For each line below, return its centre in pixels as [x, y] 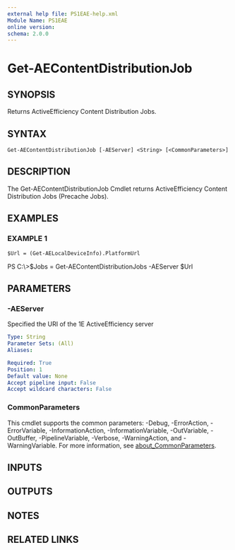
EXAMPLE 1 [28, 239]
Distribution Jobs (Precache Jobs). [58, 196]
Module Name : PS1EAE [38, 21]
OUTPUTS [30, 492]
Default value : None [38, 376]
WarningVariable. [32, 445]
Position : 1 [25, 369]
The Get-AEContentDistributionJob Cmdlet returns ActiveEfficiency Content [117, 189]
